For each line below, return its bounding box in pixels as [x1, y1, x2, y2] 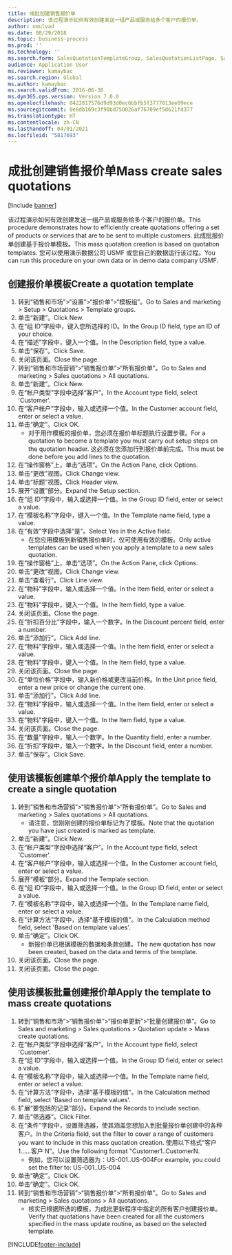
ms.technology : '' [8, 49, 61, 56]
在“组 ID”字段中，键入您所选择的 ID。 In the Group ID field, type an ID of [17, 322, 220, 330]
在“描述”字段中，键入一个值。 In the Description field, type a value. [17, 338, 207, 346]
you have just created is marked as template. [28, 826, 156, 834]
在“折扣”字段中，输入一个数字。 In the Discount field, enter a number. [17, 741, 213, 750]
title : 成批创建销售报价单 [8, 10, 76, 17]
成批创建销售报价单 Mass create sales [8, 163, 222, 179]
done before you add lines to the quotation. [28, 452, 151, 461]
